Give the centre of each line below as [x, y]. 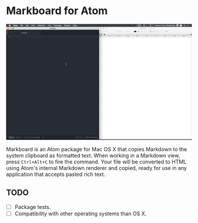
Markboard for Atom [57, 11]
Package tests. [33, 207]
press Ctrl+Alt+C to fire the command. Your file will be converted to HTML [96, 162]
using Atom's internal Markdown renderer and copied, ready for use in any [97, 168]
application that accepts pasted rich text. [56, 174]
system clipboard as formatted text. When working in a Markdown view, [93, 155]
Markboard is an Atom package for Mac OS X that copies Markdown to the [97, 149]
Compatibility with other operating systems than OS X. [80, 214]
